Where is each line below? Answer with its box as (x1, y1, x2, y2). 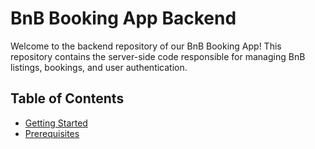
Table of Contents (10, 90, 125, 107)
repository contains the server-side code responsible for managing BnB (10, 50, 306, 62)
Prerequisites (24, 127, 80, 139)
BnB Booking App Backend (10, 7, 237, 30)
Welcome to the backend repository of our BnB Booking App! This (10, 40, 282, 52)
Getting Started (24, 117, 88, 129)
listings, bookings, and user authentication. (10, 61, 188, 73)
